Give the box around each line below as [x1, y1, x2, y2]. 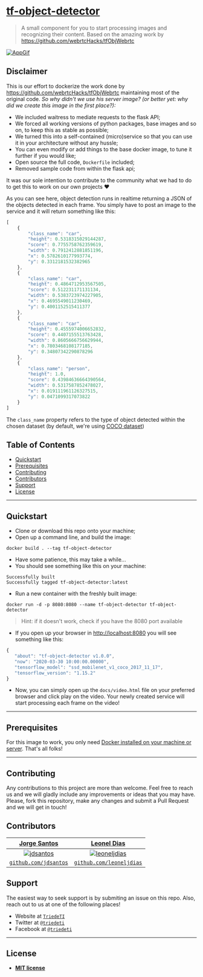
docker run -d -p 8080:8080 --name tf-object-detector [6, 602, 147, 608]
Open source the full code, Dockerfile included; [14, 158, 135, 166]
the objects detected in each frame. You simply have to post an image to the [6, 201, 196, 208]
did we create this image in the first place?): [6, 102, 116, 109]
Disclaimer [6, 67, 48, 77]
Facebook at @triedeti [14, 925, 72, 932]
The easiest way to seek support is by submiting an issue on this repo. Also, [6, 894, 195, 901]
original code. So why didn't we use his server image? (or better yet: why [6, 95, 188, 102]
